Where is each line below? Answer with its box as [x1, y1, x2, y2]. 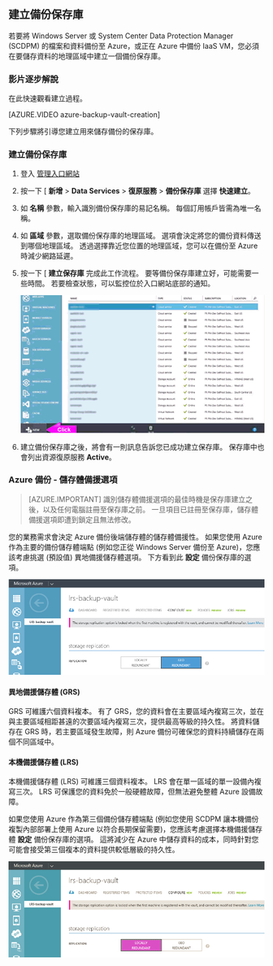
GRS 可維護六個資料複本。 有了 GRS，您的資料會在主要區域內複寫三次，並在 [8, 707, 264, 716]
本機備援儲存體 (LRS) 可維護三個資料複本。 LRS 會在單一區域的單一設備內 [8, 777, 254, 786]
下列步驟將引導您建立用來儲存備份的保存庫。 [8, 127, 158, 137]
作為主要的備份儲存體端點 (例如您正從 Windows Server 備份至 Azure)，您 [8, 542, 253, 551]
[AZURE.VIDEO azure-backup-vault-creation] [8, 110, 161, 120]
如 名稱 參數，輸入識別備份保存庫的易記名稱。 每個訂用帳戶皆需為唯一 [19, 203, 254, 213]
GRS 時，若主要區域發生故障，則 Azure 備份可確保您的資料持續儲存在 [24, 727, 258, 737]
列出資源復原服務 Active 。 [27, 452, 116, 462]
